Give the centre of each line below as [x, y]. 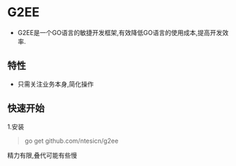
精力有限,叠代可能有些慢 [42, 155]
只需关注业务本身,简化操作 [55, 84]
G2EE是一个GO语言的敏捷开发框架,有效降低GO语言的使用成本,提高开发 [120, 32]
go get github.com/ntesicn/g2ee [71, 141]
